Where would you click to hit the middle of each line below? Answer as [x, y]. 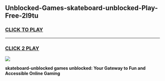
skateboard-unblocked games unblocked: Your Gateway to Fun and [75, 68]
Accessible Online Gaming [33, 73]
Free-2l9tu [22, 16]
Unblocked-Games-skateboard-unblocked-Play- [82, 8]
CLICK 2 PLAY [22, 48]
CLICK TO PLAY [24, 30]
